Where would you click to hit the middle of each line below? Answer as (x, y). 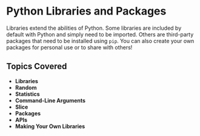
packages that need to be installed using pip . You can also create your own (100, 41)
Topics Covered (37, 66)
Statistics (28, 94)
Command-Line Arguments (50, 100)
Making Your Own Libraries (50, 126)
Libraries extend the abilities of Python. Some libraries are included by (94, 28)
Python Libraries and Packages (86, 11)
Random (26, 87)
